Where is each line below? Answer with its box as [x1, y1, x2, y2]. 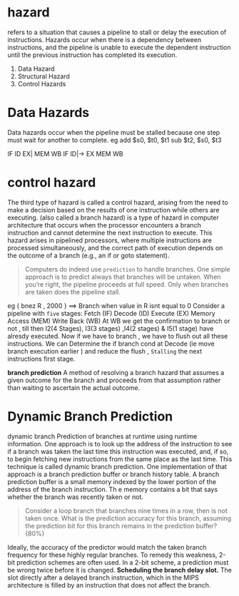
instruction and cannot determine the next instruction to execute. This [7, 228, 213, 237]
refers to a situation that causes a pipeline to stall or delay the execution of [7, 28, 227, 36]
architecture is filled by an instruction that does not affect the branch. [7, 580, 211, 589]
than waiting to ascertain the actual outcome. [7, 383, 141, 392]
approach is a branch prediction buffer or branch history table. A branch [7, 470, 220, 478]
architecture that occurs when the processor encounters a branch [7, 220, 201, 229]
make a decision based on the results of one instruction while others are [7, 205, 220, 214]
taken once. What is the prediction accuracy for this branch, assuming [24, 514, 232, 523]
